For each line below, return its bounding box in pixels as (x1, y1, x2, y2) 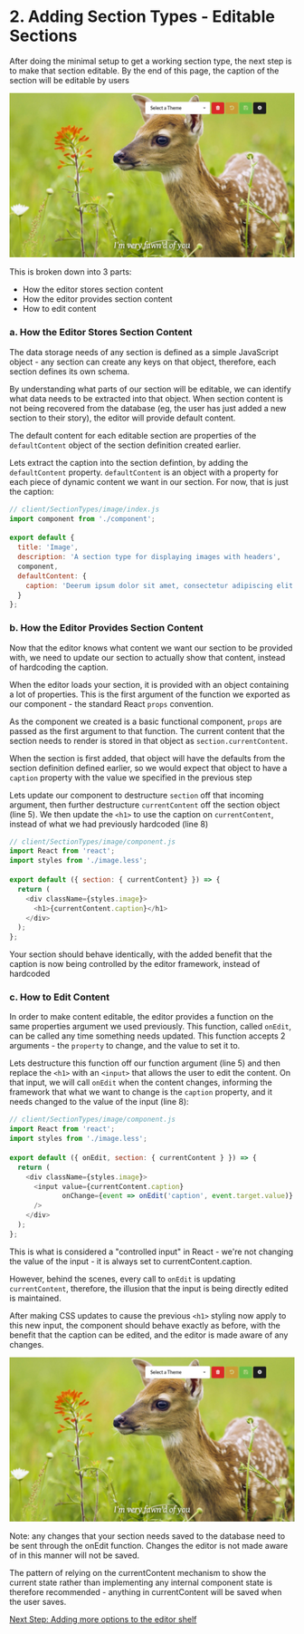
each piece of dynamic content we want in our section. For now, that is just (9, 476, 290, 487)
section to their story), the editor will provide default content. (9, 412, 236, 423)
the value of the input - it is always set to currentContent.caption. (9, 1255, 252, 1266)
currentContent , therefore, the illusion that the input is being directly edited (9, 1282, 289, 1293)
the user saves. (9, 1597, 67, 1608)
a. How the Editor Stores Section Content (9, 326, 193, 339)
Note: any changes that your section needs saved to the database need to (9, 1531, 286, 1542)
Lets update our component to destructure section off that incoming (9, 789, 264, 800)
